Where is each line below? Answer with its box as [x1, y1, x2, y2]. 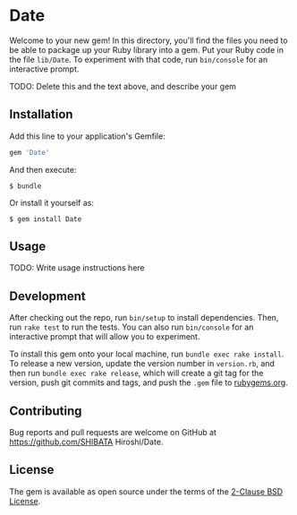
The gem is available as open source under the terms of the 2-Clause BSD [9, 485, 284, 497]
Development [9, 288, 87, 304]
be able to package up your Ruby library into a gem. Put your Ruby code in [9, 44, 284, 55]
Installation [9, 107, 73, 122]
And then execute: [9, 164, 77, 175]
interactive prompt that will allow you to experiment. [9, 331, 200, 342]
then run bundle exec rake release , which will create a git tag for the [9, 368, 264, 379]
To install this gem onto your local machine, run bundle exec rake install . [9, 348, 284, 359]
